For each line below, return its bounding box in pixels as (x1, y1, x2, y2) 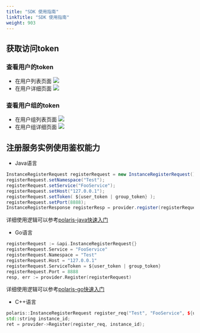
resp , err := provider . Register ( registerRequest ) (6, 274, 132, 280)
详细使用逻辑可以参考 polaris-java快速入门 (6, 216, 108, 224)
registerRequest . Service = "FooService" (6, 246, 108, 252)
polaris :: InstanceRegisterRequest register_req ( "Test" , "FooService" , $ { (6, 310, 193, 316)
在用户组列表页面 (14, 116, 57, 123)
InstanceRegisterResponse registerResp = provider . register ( (6, 205, 161, 211)
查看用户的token (6, 63, 54, 71)
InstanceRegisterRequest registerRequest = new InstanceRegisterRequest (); (6, 171, 198, 178)
